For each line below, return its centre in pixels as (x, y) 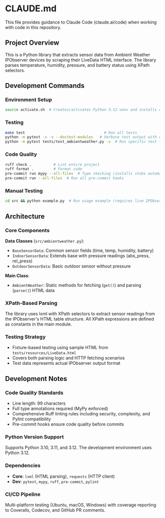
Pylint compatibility (31, 419)
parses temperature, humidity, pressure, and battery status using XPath (77, 65)
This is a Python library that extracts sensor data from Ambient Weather (78, 55)
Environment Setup (29, 100)
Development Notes (36, 379)
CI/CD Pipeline (23, 494)
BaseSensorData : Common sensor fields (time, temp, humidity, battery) (83, 250)
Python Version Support (34, 437)
